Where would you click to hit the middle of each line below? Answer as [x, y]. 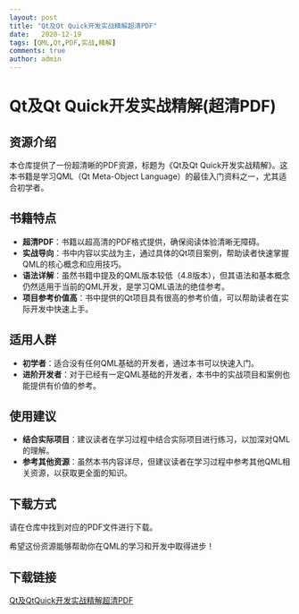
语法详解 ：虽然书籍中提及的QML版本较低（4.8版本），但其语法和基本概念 [156, 275]
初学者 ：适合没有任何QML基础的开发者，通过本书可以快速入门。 [141, 362]
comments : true [37, 51]
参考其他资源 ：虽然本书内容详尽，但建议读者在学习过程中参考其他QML [152, 462]
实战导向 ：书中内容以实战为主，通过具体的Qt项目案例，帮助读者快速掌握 [156, 252]
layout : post [33, 17]
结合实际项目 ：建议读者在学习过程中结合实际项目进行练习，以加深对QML [156, 439]
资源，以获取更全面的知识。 [81, 473]
